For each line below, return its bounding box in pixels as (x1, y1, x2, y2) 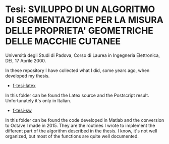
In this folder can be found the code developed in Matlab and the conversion (5, 117, 164, 123)
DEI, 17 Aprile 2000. (5, 57, 46, 63)
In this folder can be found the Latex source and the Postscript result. (5, 92, 149, 98)
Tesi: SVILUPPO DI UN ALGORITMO (5, 4, 155, 15)
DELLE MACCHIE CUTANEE (5, 36, 121, 47)
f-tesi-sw (12, 107, 32, 113)
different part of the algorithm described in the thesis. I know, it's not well (5, 127, 157, 134)
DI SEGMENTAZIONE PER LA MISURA (5, 14, 164, 26)
